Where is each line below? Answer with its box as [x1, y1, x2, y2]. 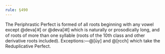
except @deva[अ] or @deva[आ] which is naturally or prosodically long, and [5, 26, 160, 33]
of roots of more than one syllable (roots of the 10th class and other [5, 32, 145, 38]
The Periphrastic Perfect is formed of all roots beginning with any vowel [5, 21, 154, 27]
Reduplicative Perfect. [5, 43, 51, 49]
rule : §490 [5, 7, 28, 13]
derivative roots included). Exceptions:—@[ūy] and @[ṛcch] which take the [5, 37, 160, 43]
